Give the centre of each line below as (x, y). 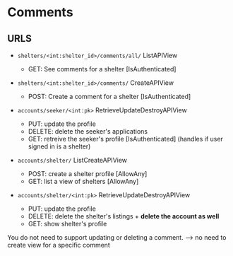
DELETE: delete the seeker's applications (88, 131)
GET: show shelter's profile (67, 224)
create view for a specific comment (59, 245)
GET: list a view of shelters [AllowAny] (83, 181)
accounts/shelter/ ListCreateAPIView (72, 160)
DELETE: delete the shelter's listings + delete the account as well (124, 216)
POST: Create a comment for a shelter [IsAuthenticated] (109, 97)
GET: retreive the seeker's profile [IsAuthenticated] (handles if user (126, 139)
